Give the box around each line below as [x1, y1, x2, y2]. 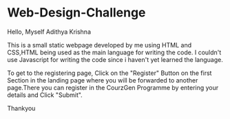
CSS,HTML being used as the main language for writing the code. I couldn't [7, 48, 222, 56]
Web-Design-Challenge [7, 5, 146, 21]
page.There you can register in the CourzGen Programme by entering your [7, 83, 219, 91]
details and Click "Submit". [7, 91, 83, 99]
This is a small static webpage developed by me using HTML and [7, 41, 191, 49]
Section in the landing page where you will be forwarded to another [7, 76, 198, 84]
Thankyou [7, 104, 36, 112]
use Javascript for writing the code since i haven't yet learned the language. [7, 55, 224, 63]
